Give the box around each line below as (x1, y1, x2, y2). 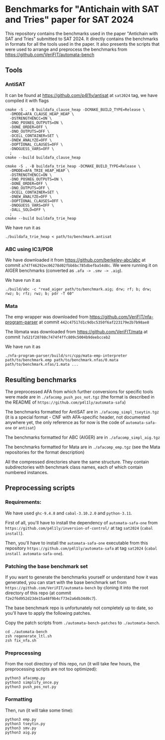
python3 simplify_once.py (5, 680, 58, 685)
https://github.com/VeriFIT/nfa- (89, 314, 154, 320)
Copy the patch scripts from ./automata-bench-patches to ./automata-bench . (5, 620, 160, 626)
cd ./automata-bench (5, 630, 48, 635)
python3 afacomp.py (5, 676, 46, 681)
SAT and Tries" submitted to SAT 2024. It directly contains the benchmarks (5, 36, 159, 42)
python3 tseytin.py (5, 721, 46, 726)
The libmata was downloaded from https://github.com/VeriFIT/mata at (5, 329, 148, 335)
